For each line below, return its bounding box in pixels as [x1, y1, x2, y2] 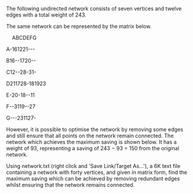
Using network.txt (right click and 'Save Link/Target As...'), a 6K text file [6, 163, 181, 169]
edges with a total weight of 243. [6, 11, 87, 18]
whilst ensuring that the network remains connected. [6, 182, 135, 188]
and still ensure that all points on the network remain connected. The [6, 132, 174, 139]
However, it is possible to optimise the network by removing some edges [6, 126, 184, 132]
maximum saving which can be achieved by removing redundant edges [6, 175, 181, 182]
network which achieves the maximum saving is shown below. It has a [6, 138, 177, 145]
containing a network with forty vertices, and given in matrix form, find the [6, 169, 188, 176]
